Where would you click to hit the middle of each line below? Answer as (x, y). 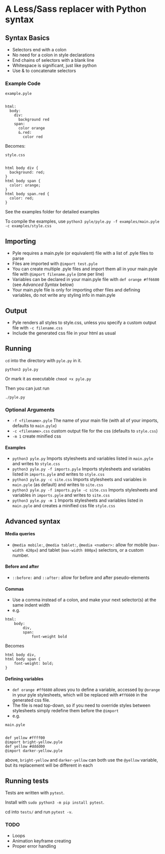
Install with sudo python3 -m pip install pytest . (55, 802)
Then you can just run (27, 388)
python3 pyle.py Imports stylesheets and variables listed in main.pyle (83, 458)
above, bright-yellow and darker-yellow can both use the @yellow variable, (82, 760)
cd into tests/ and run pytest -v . (39, 812)
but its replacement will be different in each (49, 765)
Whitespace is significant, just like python (54, 65)
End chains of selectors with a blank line (53, 60)
